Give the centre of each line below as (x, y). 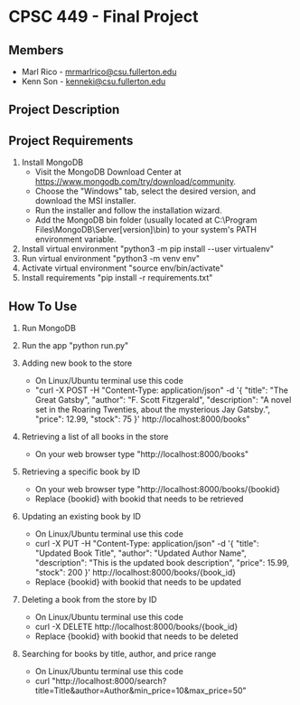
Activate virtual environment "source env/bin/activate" (122, 268)
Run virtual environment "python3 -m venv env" (111, 259)
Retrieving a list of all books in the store (95, 437)
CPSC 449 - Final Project (103, 17)
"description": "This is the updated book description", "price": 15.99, (162, 563)
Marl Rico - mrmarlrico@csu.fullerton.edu (99, 71)
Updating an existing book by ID (81, 517)
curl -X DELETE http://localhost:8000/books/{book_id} (136, 627)
